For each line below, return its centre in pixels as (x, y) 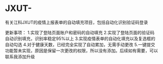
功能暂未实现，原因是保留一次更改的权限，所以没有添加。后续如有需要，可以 (81, 51)
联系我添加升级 (20, 56)
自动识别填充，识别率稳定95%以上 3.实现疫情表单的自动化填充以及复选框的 (80, 38)
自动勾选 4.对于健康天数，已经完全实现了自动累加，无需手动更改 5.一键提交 (80, 44)
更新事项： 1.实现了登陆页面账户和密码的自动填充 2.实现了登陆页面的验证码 (80, 32)
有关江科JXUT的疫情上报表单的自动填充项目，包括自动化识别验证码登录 (76, 22)
